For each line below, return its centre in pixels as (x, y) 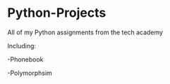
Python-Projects (57, 13)
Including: (22, 45)
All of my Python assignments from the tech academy (85, 32)
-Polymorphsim (30, 73)
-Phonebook (25, 59)
